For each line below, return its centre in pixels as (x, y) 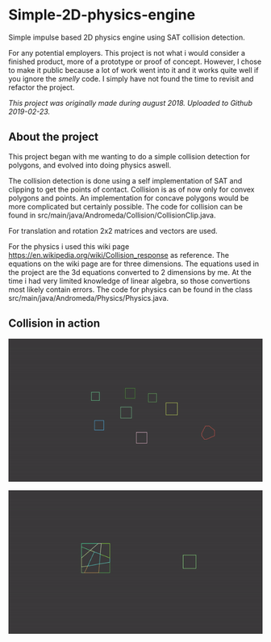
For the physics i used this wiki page (69, 246)
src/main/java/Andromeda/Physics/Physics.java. (89, 298)
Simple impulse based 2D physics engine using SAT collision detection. (127, 37)
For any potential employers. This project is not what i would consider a (127, 53)
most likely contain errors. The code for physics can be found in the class (130, 289)
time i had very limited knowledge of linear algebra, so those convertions (129, 281)
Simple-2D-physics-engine (102, 15)
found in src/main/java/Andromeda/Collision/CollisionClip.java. (112, 215)
